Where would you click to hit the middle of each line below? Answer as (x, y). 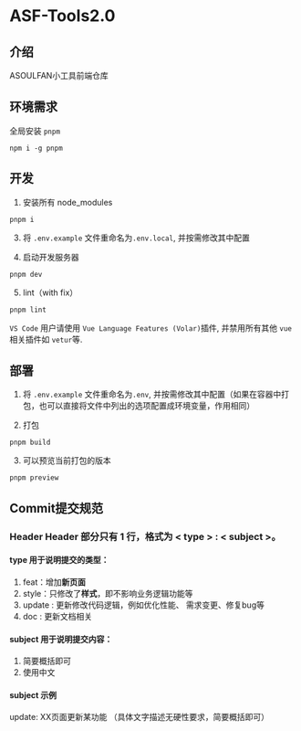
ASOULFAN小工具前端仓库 (59, 75)
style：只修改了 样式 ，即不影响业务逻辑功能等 (108, 593)
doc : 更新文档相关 (57, 616)
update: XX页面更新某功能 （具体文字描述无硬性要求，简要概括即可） (139, 717)
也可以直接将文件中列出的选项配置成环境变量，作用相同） (147, 406)
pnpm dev (26, 274)
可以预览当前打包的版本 (67, 461)
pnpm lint (28, 310)
